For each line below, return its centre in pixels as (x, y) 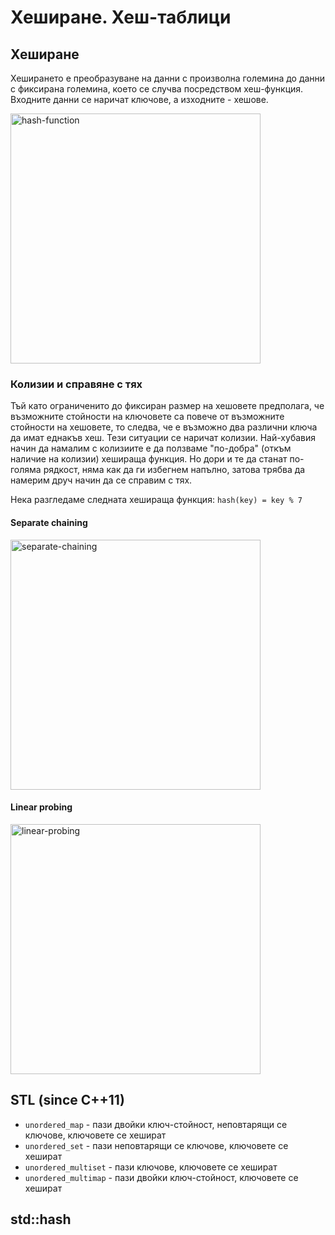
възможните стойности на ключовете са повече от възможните (147, 417)
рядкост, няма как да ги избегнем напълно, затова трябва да (174, 470)
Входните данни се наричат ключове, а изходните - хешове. (139, 99)
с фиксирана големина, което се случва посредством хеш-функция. (157, 89)
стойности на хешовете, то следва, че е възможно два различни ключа (164, 427)
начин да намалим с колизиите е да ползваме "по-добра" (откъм (151, 448)
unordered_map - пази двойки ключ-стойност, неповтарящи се (156, 1124)
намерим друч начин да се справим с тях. (101, 480)
